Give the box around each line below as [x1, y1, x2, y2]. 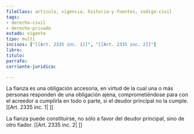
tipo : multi [6, 36, 35, 42]
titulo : [6, 53, 25, 58]
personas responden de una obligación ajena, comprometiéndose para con [6, 91, 188, 98]
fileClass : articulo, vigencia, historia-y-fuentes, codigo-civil [6, 8, 172, 15]
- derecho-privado [6, 25, 51, 31]
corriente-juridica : [6, 63, 57, 70]
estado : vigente [6, 31, 46, 37]
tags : [6, 14, 19, 20]
